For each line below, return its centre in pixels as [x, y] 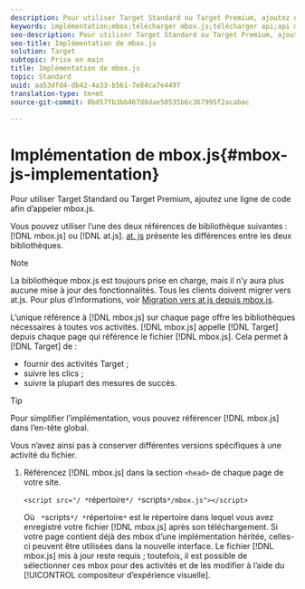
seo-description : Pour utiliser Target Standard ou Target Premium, [142, 34]
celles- [281, 536]
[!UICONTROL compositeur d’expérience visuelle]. [117, 575]
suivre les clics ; [53, 373]
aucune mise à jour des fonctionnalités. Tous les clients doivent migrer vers [151, 290]
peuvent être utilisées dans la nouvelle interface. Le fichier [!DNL [153, 546]
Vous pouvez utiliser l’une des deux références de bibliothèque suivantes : [149, 227]
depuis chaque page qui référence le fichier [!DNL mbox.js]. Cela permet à [149, 337]
